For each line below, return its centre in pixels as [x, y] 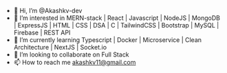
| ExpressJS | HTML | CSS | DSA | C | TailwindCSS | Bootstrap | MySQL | [116, 25]
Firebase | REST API [42, 32]
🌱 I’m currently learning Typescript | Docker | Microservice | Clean [107, 40]
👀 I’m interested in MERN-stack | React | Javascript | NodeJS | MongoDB [117, 18]
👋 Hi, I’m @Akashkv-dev [48, 11]
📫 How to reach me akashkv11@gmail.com [75, 62]
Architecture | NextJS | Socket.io [60, 47]
